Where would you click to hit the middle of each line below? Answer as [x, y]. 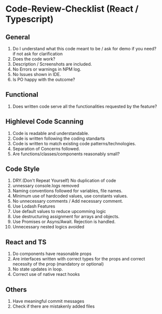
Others [16, 290]
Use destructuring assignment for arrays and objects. [66, 217]
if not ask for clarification [37, 54]
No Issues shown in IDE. [37, 74]
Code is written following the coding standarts [59, 138]
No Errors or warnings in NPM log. [47, 69]
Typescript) [30, 19]
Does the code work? [34, 59]
